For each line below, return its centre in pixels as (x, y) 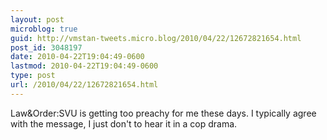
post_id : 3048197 (46, 47)
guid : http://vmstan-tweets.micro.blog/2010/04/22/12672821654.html (156, 38)
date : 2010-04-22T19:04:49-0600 (77, 57)
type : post (33, 76)
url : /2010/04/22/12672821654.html (84, 85)
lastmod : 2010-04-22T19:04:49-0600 (84, 66)
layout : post (37, 19)
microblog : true (44, 29)
